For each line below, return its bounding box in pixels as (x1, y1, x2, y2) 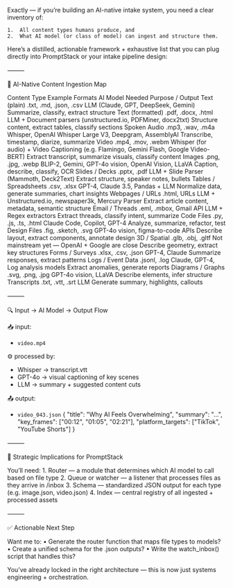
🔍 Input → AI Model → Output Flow (7, 306, 109, 314)
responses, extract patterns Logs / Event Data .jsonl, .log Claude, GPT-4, (7, 256, 215, 264)
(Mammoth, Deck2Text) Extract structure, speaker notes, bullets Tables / (7, 175, 215, 183)
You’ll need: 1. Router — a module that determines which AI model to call (7, 467, 214, 474)
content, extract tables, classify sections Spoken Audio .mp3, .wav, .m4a (7, 123, 215, 131)
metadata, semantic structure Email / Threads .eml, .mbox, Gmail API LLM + (7, 204, 223, 212)
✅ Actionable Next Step (7, 523, 75, 532)
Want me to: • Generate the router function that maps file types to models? (7, 537, 221, 546)
